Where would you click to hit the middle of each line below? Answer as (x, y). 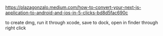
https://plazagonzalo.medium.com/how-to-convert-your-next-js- (73, 7)
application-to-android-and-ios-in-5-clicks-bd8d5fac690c (67, 13)
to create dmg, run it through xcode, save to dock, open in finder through (82, 23)
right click (16, 28)
